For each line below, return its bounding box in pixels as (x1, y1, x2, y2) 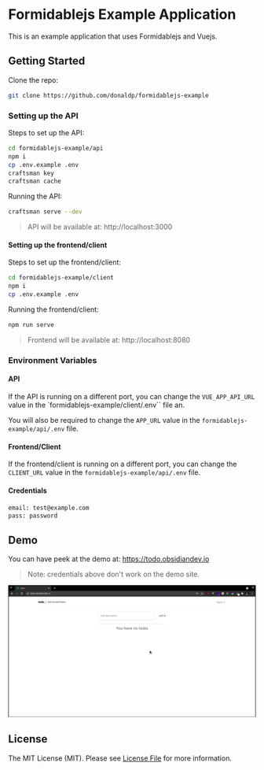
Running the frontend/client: (8, 305, 100, 314)
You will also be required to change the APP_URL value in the (8, 416, 200, 424)
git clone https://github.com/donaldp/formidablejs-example (8, 91, 210, 99)
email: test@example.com (8, 504, 90, 513)
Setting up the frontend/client (8, 240, 108, 250)
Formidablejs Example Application (8, 6, 236, 24)
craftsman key (8, 169, 55, 177)
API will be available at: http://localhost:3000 (27, 222, 173, 231)
